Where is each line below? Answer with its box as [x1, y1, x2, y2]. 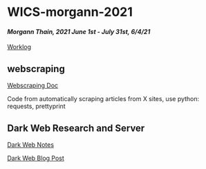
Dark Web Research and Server [7, 122, 145, 134]
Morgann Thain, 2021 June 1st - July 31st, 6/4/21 [7, 27, 151, 35]
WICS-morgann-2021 [7, 4, 133, 20]
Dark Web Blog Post [7, 154, 64, 163]
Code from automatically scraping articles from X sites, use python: [7, 95, 200, 103]
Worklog [7, 43, 32, 51]
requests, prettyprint [7, 102, 66, 111]
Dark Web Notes [7, 141, 54, 149]
